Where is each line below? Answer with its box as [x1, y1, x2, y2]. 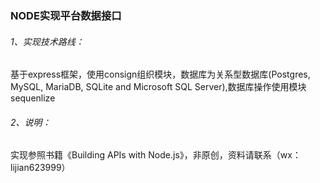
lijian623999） [10, 162, 71, 174]
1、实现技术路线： [10, 35, 85, 47]
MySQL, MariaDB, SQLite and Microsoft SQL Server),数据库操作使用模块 [10, 81, 307, 93]
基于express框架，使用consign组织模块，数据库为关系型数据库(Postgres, [10, 68, 311, 81]
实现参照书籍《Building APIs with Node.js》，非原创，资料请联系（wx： [10, 149, 302, 161]
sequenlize [10, 92, 56, 104]
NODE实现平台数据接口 [10, 8, 122, 22]
